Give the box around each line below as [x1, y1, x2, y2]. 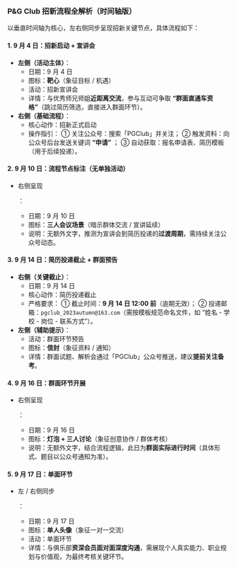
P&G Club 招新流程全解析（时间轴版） [7, 6, 137, 16]
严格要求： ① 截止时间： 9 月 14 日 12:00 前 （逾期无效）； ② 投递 [28, 299, 221, 307]
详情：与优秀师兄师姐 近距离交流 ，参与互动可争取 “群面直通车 [28, 93, 207, 102]
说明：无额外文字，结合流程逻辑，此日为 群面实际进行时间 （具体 [28, 444, 214, 452]
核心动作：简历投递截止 [28, 290, 97, 299]
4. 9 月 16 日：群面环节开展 [7, 379, 86, 387]
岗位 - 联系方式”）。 [40, 316, 97, 325]
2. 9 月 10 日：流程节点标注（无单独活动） [7, 164, 129, 173]
